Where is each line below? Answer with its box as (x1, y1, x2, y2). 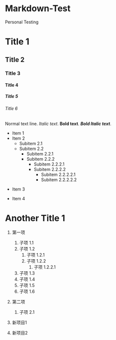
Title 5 (5, 93, 18, 99)
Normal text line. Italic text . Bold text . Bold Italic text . (5, 120, 112, 127)
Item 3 (12, 186, 25, 192)
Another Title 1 (5, 212, 66, 224)
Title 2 (5, 56, 25, 64)
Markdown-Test (5, 3, 71, 14)
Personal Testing (5, 19, 39, 25)
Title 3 (5, 70, 20, 77)
